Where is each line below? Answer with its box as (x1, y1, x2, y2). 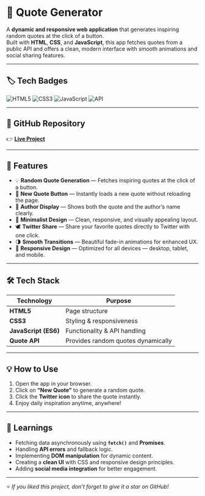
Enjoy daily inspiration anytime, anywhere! (15, 400, 121, 406)
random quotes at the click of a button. (6, 32, 104, 39)
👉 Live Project (6, 135, 46, 142)
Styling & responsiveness (65, 317, 138, 325)
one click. (15, 232, 40, 239)
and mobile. (15, 251, 45, 259)
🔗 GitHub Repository (6, 118, 85, 129)
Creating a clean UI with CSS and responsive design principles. (15, 458, 175, 465)
